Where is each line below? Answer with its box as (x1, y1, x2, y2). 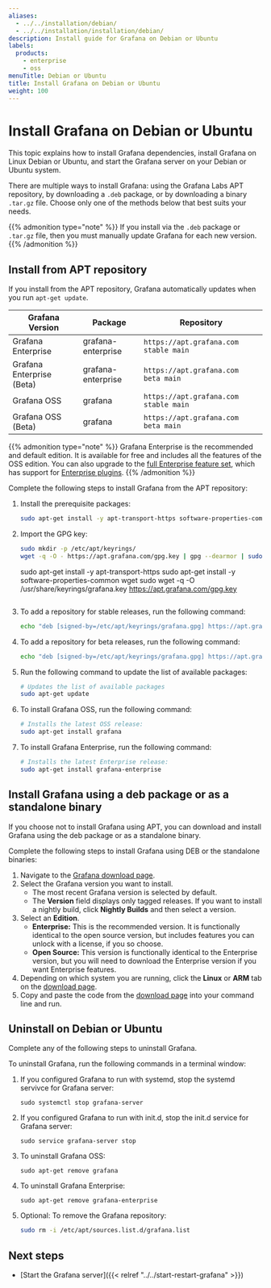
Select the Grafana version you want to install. (19, 878, 173, 888)
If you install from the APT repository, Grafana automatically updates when (8, 284, 256, 294)
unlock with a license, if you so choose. (31, 939, 164, 948)
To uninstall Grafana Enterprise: (19, 1181, 126, 1190)
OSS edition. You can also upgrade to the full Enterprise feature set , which (8, 459, 256, 469)
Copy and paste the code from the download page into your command (19, 990, 255, 1000)
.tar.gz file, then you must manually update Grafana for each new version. (8, 231, 257, 240)
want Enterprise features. (31, 965, 117, 974)
